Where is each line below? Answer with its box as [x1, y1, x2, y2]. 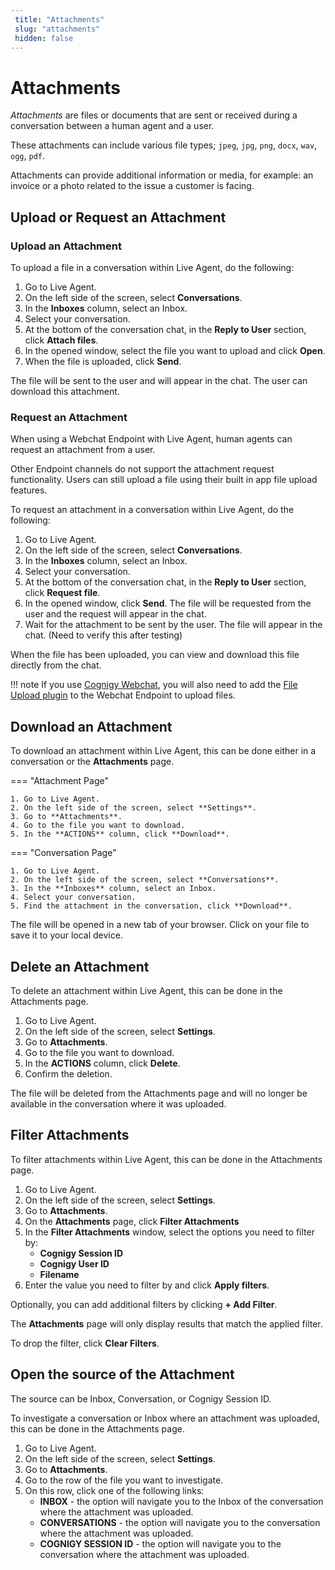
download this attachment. [10, 386, 120, 397]
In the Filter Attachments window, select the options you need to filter [24, 1226, 315, 1238]
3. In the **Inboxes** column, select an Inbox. [10, 884, 217, 894]
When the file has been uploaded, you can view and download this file [10, 649, 300, 661]
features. [10, 484, 48, 496]
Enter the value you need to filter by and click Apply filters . [24, 1279, 270, 1291]
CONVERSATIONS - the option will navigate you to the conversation [39, 1516, 321, 1528]
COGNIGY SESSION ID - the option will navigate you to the [39, 1537, 282, 1550]
